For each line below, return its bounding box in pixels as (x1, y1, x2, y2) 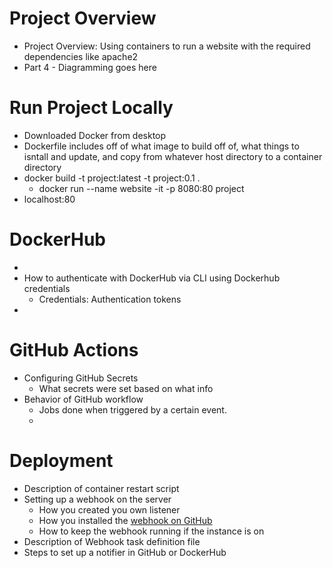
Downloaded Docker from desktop (23, 129, 167, 141)
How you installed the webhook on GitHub (38, 514, 213, 526)
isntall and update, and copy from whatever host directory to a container (23, 150, 323, 162)
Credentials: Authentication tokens (38, 293, 182, 305)
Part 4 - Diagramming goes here (23, 61, 157, 73)
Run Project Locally (9, 97, 174, 119)
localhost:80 (23, 193, 76, 205)
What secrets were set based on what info (38, 382, 214, 394)
